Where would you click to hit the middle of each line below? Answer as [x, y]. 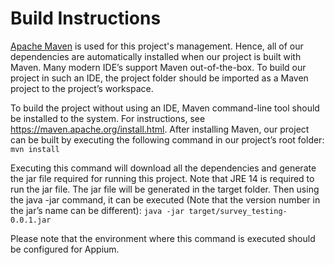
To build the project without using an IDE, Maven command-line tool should [165, 108]
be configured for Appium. [65, 249]
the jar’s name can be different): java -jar [97, 210]
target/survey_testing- [238, 211]
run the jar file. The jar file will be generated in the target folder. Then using [165, 189]
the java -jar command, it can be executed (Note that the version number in [165, 199]
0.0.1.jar [31, 220]
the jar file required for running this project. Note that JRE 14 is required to [162, 178]
